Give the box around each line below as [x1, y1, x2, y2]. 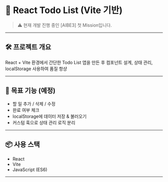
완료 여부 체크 [12, 107, 39, 113]
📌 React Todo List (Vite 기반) [5, 5, 123, 16]
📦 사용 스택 [5, 140, 40, 148]
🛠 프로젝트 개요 [5, 43, 51, 52]
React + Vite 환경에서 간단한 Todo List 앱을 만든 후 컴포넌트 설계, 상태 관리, [5, 59, 153, 65]
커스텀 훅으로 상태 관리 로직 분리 [12, 119, 75, 125]
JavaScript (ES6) [12, 166, 47, 173]
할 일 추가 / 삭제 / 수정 [12, 101, 56, 107]
